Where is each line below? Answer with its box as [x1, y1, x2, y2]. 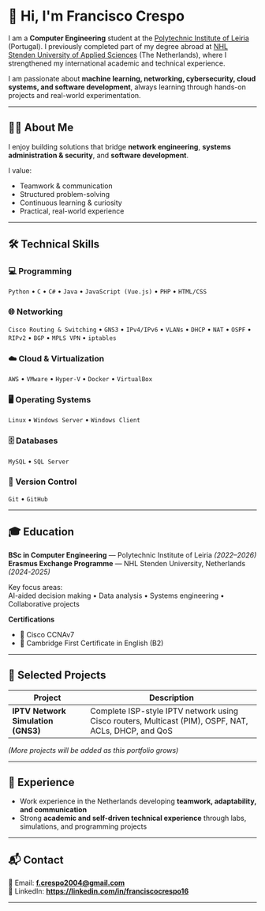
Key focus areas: [8, 582, 63, 592]
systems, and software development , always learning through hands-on [8, 82, 246, 92]
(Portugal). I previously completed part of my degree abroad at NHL [8, 41, 229, 51]
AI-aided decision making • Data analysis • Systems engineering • [8, 591, 225, 600]
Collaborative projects [8, 599, 80, 608]
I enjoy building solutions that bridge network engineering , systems [8, 142, 231, 151]
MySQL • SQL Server [8, 456, 69, 466]
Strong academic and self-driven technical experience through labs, [19, 814, 247, 823]
